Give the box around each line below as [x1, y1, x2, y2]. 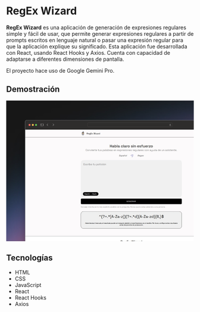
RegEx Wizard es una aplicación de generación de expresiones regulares [6, 24, 186, 31]
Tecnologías [6, 253, 53, 263]
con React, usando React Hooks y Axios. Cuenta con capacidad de [6, 49, 171, 56]
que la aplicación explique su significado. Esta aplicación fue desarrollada [6, 43, 187, 50]
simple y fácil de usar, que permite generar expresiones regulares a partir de [6, 30, 194, 37]
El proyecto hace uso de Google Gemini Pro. [6, 67, 115, 74]
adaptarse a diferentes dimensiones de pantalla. [6, 55, 124, 63]
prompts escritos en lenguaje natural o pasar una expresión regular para [6, 36, 183, 43]
